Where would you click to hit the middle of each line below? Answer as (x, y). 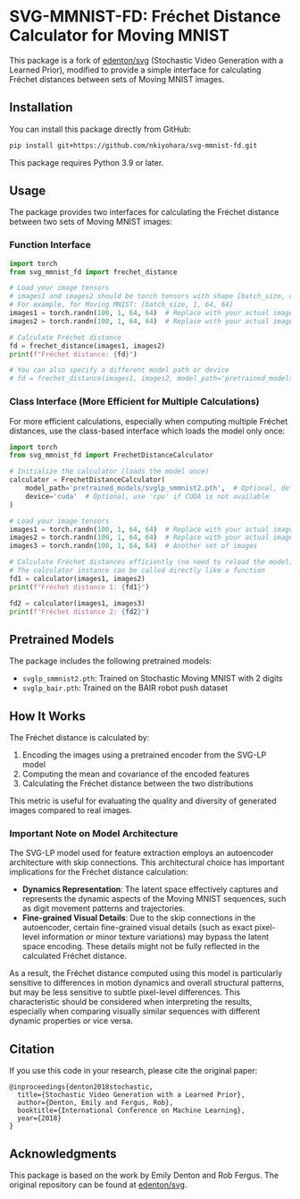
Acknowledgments (63, 1154)
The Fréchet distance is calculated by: (79, 738)
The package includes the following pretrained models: (111, 661)
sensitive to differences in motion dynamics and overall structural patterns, (147, 983)
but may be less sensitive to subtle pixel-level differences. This (125, 992)
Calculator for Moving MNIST (120, 35)
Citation (32, 1049)
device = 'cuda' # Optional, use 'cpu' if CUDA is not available (147, 496)
